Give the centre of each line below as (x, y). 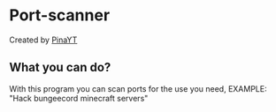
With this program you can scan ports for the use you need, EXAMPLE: (138, 88)
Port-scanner (60, 15)
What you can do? (60, 67)
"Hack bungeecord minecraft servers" (79, 98)
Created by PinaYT (43, 40)
